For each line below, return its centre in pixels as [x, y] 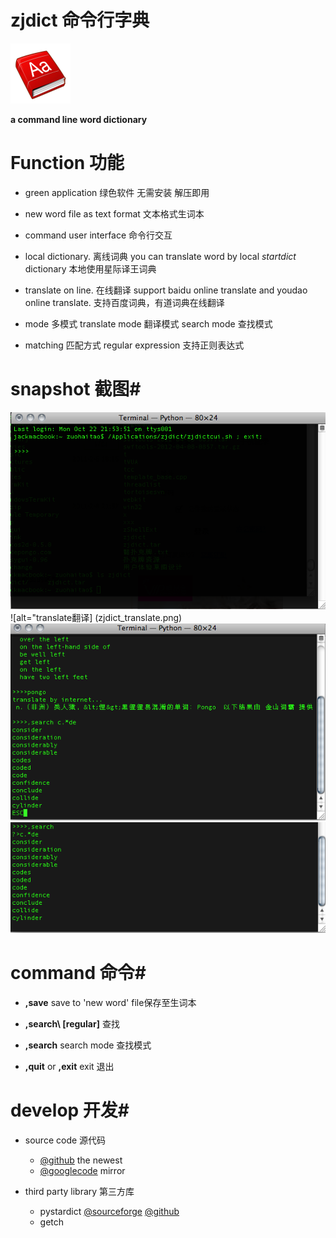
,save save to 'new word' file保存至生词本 [110, 1002]
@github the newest [81, 1160]
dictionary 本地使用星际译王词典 [90, 268]
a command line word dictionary [79, 119]
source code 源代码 [65, 1140]
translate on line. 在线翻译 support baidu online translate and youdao [166, 290]
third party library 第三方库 [79, 1191]
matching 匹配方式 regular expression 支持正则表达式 [134, 345]
